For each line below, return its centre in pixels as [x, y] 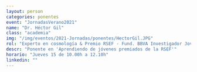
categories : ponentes [33, 17]
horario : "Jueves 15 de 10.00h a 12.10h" [57, 55]
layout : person [25, 11]
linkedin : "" [22, 60]
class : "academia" [28, 33]
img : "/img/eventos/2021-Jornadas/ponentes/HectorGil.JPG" [80, 38]
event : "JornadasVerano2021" [42, 22]
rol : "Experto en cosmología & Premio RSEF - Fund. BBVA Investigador [94, 44]
